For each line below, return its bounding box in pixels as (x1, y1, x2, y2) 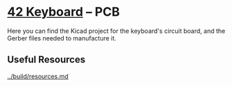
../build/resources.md (7, 72, 69, 80)
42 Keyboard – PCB (7, 4, 120, 20)
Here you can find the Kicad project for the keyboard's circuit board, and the (7, 27, 226, 35)
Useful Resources (7, 54, 86, 66)
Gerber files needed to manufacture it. (7, 34, 116, 42)
